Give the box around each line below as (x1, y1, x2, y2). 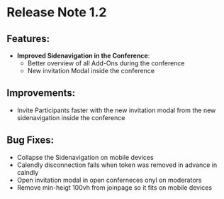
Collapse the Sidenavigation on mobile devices (16, 153, 154, 161)
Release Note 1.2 (6, 4, 107, 21)
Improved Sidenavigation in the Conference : (16, 51, 150, 60)
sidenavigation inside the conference (16, 113, 125, 122)
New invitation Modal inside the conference (27, 67, 155, 75)
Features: (6, 33, 50, 45)
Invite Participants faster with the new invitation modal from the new (16, 106, 216, 114)
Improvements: (6, 87, 76, 99)
